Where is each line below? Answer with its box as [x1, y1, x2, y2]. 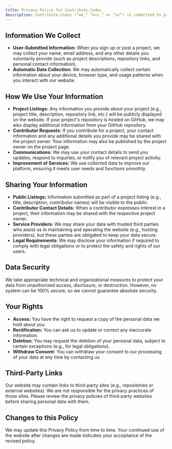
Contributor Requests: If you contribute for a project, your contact [12, 127, 154, 133]
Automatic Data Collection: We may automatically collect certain [12, 66, 151, 73]
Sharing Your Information [5, 180, 88, 189]
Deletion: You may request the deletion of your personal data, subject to [12, 338, 166, 344]
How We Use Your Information [5, 92, 103, 101]
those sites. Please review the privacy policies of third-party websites [5, 393, 153, 399]
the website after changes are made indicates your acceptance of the [5, 433, 152, 439]
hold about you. [12, 321, 46, 327]
